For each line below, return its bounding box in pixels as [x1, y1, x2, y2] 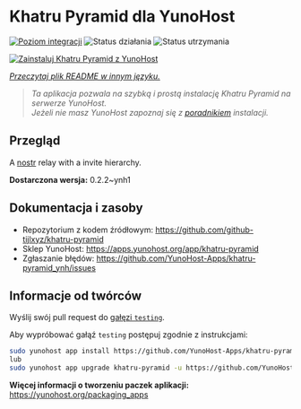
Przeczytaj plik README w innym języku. [9, 70, 161, 82]
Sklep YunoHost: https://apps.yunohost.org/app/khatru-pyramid [21, 243, 260, 254]
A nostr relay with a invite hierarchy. [9, 157, 142, 168]
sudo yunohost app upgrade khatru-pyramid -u [9, 363, 182, 373]
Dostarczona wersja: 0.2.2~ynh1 [9, 174, 132, 185]
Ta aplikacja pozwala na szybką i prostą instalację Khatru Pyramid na [30, 88, 291, 99]
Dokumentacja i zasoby [9, 200, 143, 216]
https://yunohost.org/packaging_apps [9, 389, 149, 400]
